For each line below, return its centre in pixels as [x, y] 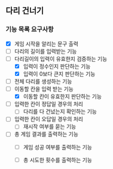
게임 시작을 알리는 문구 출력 [46, 43]
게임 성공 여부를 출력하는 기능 [57, 147]
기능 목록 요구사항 [30, 29]
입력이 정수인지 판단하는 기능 [57, 66]
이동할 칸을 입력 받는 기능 [44, 89]
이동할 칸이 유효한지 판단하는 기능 [62, 97]
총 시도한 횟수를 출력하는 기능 [57, 160]
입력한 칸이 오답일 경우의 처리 [48, 119]
